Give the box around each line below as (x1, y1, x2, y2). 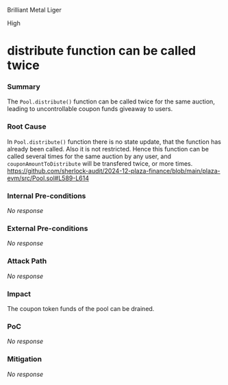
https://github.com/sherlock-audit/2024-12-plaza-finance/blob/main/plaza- (7, 166, 220, 175)
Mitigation (7, 354, 42, 364)
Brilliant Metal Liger (7, 6, 62, 14)
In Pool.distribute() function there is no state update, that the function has (7, 137, 221, 146)
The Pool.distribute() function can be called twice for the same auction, (7, 97, 216, 105)
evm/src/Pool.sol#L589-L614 (7, 174, 89, 182)
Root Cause (7, 122, 47, 132)
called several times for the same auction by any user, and (7, 152, 172, 160)
